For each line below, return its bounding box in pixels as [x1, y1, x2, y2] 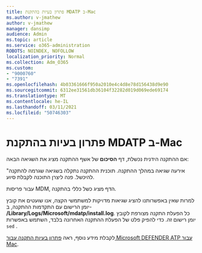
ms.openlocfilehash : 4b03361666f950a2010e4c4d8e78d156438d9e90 [6, 82, 169, 88]
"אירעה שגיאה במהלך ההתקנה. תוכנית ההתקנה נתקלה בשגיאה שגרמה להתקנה [6, 167, 185, 175]
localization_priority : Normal [6, 54, 85, 60]
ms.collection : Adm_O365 [6, 59, 69, 65]
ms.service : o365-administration [6, 43, 90, 49]
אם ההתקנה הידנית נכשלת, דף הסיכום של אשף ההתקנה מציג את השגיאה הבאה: [6, 155, 189, 163]
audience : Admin [6, 31, 47, 37]
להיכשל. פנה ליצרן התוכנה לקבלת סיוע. [6, 173, 95, 181]
